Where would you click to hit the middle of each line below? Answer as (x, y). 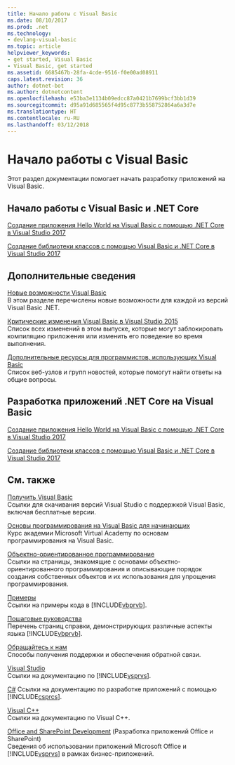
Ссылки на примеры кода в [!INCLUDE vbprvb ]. (77, 605)
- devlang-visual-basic (42, 40)
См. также (32, 480)
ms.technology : (29, 33)
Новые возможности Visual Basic (57, 293)
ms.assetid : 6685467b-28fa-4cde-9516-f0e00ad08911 (83, 72)
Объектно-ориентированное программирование (81, 554)
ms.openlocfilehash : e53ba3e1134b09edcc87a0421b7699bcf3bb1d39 (102, 99)
